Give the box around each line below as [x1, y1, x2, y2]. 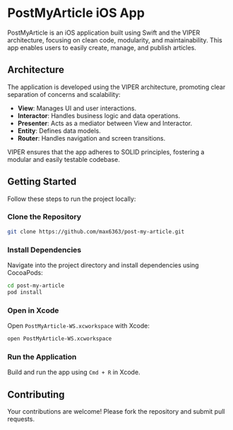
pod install [7, 289, 42, 296]
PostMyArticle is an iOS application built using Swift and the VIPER [7, 28, 201, 37]
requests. [7, 415, 35, 424]
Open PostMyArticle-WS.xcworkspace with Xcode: [7, 322, 150, 330]
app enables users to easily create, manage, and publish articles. [7, 43, 196, 52]
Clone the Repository [7, 212, 82, 222]
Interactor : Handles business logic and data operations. [17, 111, 181, 120]
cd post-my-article [7, 282, 65, 289]
